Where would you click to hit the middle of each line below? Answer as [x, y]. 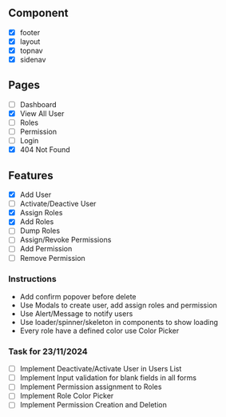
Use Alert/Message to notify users [76, 313]
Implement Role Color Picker [67, 396]
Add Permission [46, 249]
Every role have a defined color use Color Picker [99, 331]
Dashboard [38, 104]
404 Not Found [45, 150]
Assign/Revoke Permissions [65, 240]
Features [31, 175]
